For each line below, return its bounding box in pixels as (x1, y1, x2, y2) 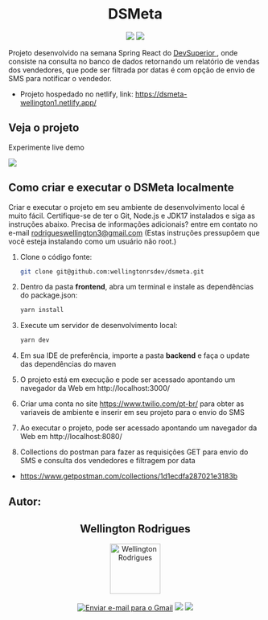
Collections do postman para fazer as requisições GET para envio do (19, 447, 249, 457)
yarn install (19, 306, 64, 314)
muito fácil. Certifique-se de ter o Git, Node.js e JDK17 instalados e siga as (8, 211, 256, 220)
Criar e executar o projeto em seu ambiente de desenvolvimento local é (8, 202, 245, 211)
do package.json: (19, 290, 78, 300)
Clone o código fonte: (19, 252, 93, 261)
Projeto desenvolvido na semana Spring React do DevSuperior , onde (8, 47, 238, 57)
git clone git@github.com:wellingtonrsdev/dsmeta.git (19, 267, 204, 276)
